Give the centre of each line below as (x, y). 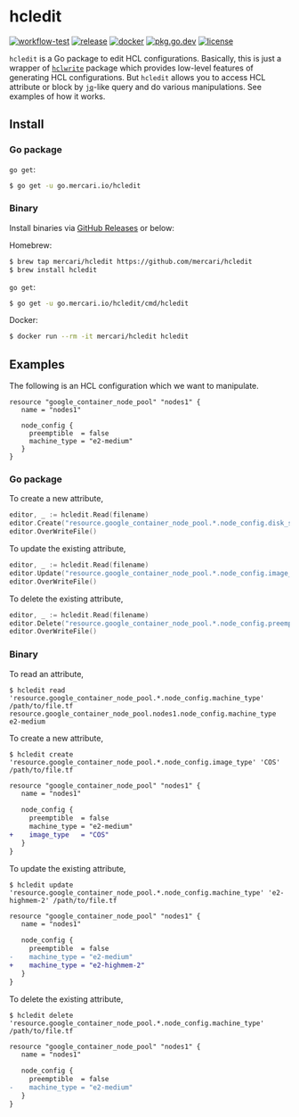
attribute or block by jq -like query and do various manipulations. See (136, 87)
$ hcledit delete (41, 1015)
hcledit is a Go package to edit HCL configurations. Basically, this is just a (145, 58)
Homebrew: (31, 245)
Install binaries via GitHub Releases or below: (92, 228)
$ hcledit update (41, 885)
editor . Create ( (37, 524)
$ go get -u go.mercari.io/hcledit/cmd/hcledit (99, 303)
